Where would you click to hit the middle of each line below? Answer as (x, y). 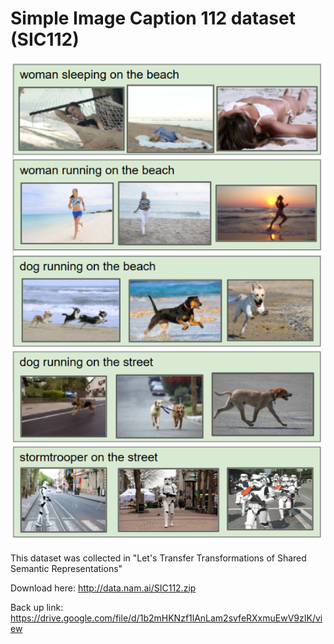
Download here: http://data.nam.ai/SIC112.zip (103, 588)
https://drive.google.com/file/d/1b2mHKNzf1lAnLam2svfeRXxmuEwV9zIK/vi (166, 618)
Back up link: (37, 608)
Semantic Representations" (66, 569)
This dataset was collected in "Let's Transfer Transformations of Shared (158, 558)
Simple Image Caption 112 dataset (153, 18)
